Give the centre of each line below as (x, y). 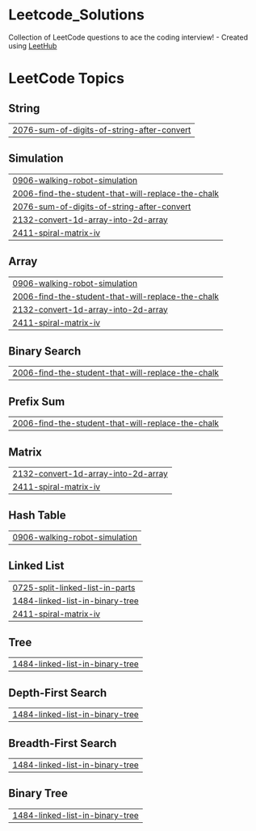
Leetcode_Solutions (77, 15)
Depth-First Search (58, 692)
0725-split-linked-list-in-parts (74, 587)
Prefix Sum (37, 401)
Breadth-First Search (63, 743)
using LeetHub (33, 45)
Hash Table (37, 516)
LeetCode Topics (67, 79)
